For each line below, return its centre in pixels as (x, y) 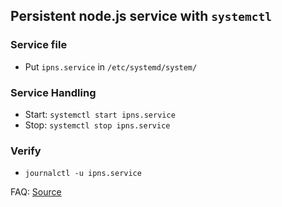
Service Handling (53, 92)
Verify (26, 151)
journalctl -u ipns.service (83, 174)
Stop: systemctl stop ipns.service (97, 125)
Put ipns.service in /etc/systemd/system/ (111, 66)
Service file (39, 45)
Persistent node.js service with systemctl (141, 16)
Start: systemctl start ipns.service (100, 114)
